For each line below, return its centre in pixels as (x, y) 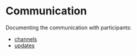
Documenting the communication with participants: (69, 27)
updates (25, 45)
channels (25, 39)
